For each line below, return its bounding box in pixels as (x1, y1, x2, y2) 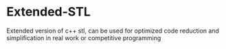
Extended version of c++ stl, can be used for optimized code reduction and (6, 27, 219, 35)
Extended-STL (6, 4, 91, 20)
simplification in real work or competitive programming (6, 33, 161, 42)
